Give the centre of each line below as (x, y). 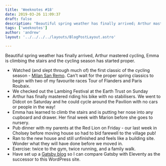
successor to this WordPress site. (46, 159)
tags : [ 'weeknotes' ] (26, 28)
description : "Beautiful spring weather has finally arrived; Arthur (78, 23)
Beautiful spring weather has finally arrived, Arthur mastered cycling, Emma (82, 55)
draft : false (19, 19)
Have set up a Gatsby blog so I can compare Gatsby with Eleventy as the (86, 154)
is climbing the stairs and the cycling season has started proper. (70, 61)
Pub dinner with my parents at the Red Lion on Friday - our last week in (84, 128)
